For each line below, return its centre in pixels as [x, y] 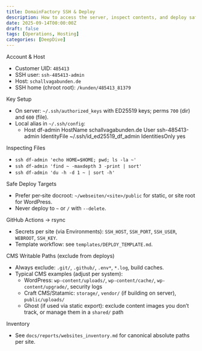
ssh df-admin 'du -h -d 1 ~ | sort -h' [65, 173]
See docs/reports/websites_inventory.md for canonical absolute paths [102, 335]
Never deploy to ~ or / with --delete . [60, 208]
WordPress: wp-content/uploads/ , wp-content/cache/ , [90, 280]
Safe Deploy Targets [32, 184]
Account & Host [26, 57]
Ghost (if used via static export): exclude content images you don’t [106, 306]
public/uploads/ [44, 300]
